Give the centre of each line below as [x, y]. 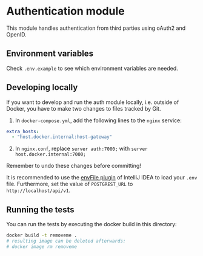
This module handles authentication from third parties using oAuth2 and [96, 28]
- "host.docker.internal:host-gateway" [62, 137]
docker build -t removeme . [42, 235]
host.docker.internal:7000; [50, 154]
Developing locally [42, 87]
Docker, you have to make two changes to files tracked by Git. [84, 108]
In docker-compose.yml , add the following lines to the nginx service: [98, 120]
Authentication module [66, 11]
